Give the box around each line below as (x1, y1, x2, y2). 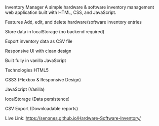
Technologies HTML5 (5, 67, 49, 73)
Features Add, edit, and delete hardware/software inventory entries (5, 19, 142, 25)
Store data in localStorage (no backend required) (5, 29, 105, 34)
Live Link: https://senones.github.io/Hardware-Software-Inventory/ (5, 115, 141, 121)
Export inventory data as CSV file (5, 38, 73, 44)
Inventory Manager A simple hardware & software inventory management (5, 4, 155, 10)
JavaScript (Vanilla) (5, 86, 45, 92)
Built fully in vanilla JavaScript (5, 58, 66, 63)
